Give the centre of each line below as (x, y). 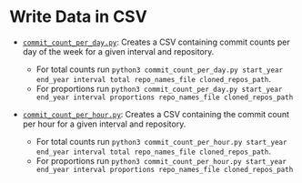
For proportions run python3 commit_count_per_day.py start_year (159, 88)
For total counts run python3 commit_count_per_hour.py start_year (161, 141)
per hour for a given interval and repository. (104, 124)
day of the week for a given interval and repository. (118, 51)
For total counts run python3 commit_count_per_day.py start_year (160, 69)
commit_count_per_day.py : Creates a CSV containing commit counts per (156, 42)
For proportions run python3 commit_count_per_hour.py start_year (161, 160)
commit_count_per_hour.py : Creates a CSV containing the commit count (156, 114)
